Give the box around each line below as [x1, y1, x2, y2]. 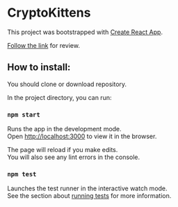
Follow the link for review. [7, 41, 80, 49]
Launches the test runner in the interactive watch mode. [7, 184, 168, 192]
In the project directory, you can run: [7, 93, 112, 101]
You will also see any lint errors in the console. [7, 153, 140, 161]
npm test [7, 170, 37, 178]
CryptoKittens [7, 5, 91, 21]
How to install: [7, 61, 71, 74]
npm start [7, 110, 40, 119]
